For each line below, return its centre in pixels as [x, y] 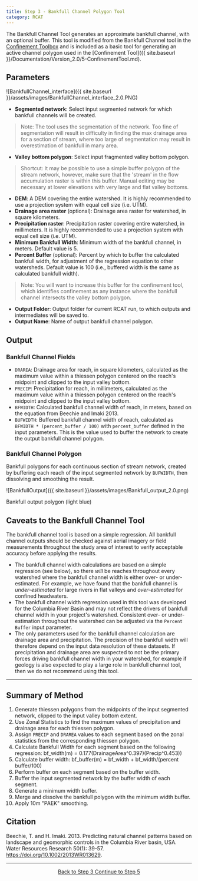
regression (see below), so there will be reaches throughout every [95, 571]
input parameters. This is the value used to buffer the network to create [101, 432]
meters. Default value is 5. [46, 249]
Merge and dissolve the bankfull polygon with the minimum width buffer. [103, 797]
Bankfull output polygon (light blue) [49, 502]
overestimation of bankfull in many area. [69, 145]
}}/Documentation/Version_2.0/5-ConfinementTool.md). [74, 59]
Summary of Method [45, 695]
